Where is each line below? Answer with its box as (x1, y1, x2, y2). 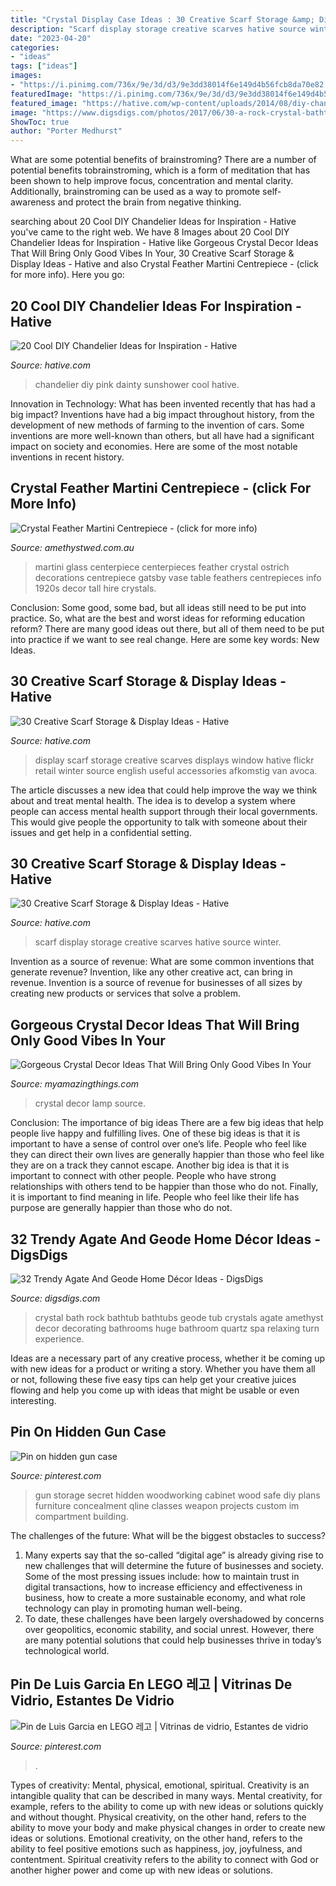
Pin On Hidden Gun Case (10, 1424, 167, 1441)
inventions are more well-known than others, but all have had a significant (10, 429, 315, 441)
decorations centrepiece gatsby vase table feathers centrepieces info (34, 571, 322, 583)
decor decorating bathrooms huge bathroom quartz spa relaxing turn (34, 1322, 320, 1334)
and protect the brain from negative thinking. (57, 196, 242, 208)
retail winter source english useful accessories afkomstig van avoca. (34, 764, 318, 776)
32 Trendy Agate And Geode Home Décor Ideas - (10, 1231, 321, 1248)
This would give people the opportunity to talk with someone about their (10, 816, 308, 828)
